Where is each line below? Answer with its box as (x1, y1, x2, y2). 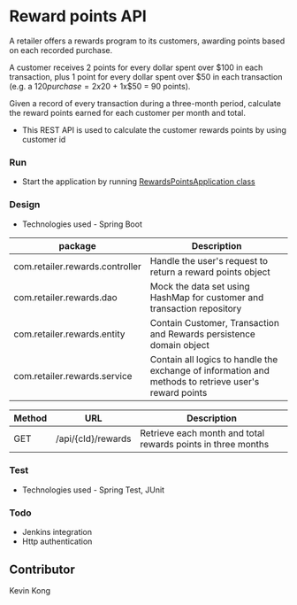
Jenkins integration (21, 527, 93, 538)
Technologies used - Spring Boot (21, 219, 143, 229)
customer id (21, 134, 66, 144)
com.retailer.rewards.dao (13, 291, 118, 303)
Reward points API (9, 6, 148, 27)
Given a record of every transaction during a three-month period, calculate (9, 97, 281, 108)
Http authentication (21, 536, 93, 547)
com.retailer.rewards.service (13, 369, 133, 382)
